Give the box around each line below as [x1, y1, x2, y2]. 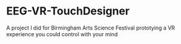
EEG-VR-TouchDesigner [6, 4, 130, 18]
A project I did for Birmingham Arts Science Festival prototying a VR [6, 24, 176, 31]
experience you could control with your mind [6, 30, 118, 37]
